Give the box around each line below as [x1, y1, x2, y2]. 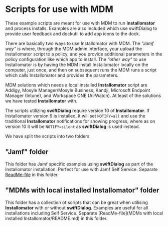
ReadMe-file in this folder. [5, 171, 59, 177]
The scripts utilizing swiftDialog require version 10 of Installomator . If [5, 107, 149, 113]
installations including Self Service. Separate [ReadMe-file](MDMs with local [5, 210, 163, 216]
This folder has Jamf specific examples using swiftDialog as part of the [5, 161, 153, 167]
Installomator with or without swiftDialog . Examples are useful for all [5, 204, 148, 210]
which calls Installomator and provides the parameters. [5, 72, 119, 78]
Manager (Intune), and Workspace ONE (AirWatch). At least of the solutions [5, 92, 161, 98]
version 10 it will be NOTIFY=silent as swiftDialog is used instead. [5, 123, 140, 129]
